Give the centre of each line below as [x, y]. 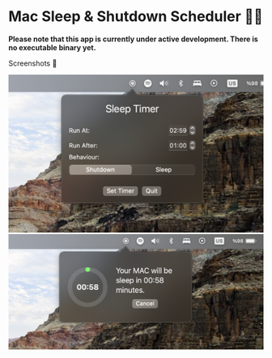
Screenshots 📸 [33, 63]
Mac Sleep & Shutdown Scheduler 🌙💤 [136, 17]
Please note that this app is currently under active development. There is [134, 39]
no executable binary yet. [52, 47]
